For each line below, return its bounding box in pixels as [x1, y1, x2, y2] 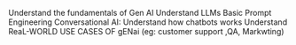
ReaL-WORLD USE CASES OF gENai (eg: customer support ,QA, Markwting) [8, 26, 284, 36]
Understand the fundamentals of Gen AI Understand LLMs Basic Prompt [8, 8, 272, 18]
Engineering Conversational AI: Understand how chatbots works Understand [8, 17, 288, 27]
